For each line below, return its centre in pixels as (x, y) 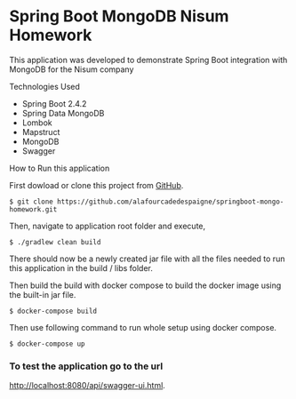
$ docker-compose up (48, 344)
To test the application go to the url (86, 366)
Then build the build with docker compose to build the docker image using (145, 285)
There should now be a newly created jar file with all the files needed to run (147, 259)
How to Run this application (60, 168)
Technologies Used (44, 86)
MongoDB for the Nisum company (72, 69)
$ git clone (31, 202)
